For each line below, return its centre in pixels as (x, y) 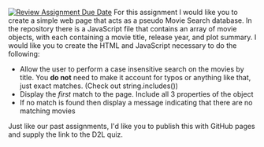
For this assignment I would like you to (176, 12)
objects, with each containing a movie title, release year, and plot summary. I (132, 37)
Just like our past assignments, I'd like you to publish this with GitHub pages (132, 126)
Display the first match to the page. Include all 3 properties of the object (136, 94)
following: (24, 54)
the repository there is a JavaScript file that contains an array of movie (123, 29)
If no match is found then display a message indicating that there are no (136, 103)
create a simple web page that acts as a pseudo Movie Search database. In (130, 20)
